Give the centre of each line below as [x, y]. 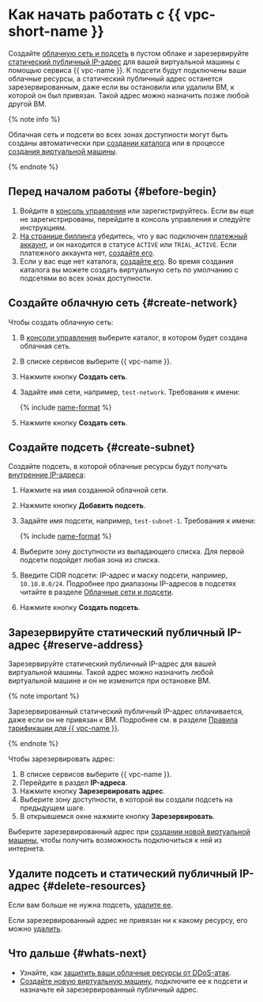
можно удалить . [36, 929]
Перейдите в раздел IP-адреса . [73, 783]
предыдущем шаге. [52, 808]
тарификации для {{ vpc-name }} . [64, 728]
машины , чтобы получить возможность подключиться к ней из [115, 840]
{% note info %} [34, 119]
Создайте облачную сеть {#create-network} [123, 303]
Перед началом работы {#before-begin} [113, 192]
